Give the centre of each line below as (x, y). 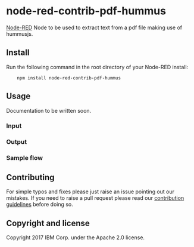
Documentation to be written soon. (49, 110)
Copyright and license (48, 223)
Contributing (30, 177)
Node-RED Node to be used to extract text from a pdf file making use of (94, 27)
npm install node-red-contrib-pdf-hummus (69, 78)
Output (17, 142)
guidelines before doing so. (40, 205)
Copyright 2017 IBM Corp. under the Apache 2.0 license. (75, 237)
